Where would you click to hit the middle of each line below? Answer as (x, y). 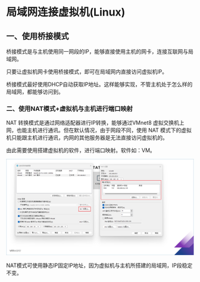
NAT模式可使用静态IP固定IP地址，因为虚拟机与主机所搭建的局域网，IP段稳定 (99, 265)
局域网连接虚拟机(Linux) (66, 12)
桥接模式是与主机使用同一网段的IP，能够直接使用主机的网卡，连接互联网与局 (100, 52)
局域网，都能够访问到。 (35, 92)
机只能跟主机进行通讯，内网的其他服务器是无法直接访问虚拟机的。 (87, 138)
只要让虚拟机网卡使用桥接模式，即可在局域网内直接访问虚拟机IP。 (87, 72)
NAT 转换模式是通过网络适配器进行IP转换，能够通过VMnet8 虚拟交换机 (93, 123)
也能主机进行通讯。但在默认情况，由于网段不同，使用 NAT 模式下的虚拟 (104, 130)
